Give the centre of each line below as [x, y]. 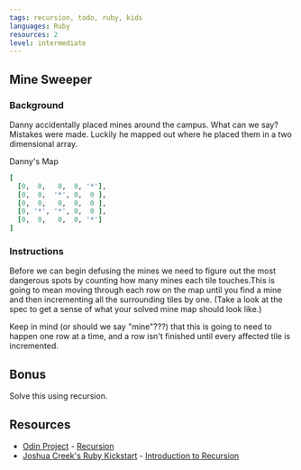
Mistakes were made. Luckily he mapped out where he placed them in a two [151, 134]
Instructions [37, 251]
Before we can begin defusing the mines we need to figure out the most [143, 271]
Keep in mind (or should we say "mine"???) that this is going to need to [141, 327]
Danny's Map [34, 161]
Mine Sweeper [51, 79]
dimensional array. [44, 143]
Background [37, 105]
